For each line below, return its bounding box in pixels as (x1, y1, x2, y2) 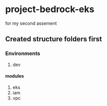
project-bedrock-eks (5, 4, 94, 15)
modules (5, 73, 24, 79)
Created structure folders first (5, 35, 102, 43)
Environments (5, 50, 40, 57)
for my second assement (5, 20, 57, 26)
